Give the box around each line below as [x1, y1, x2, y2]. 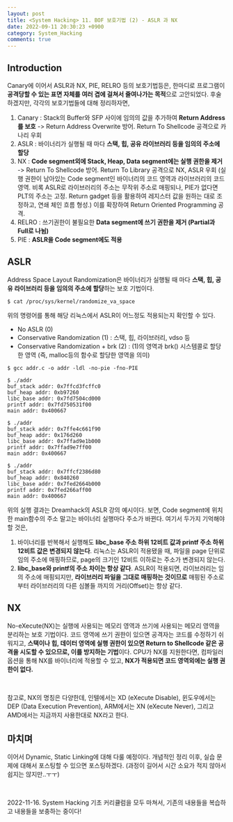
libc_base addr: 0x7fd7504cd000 [7, 395, 101, 402]
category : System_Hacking [7, 29, 82, 37]
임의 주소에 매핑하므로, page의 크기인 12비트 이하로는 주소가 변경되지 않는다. [17, 555, 226, 564]
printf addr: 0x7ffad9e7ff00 [7, 444, 92, 451]
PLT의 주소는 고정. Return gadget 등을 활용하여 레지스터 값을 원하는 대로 [17, 192, 216, 200]
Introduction [7, 62, 63, 74]
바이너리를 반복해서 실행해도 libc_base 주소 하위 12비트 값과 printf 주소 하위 [17, 538, 225, 546]
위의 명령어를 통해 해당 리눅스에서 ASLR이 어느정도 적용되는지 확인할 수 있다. [7, 311, 216, 319]
